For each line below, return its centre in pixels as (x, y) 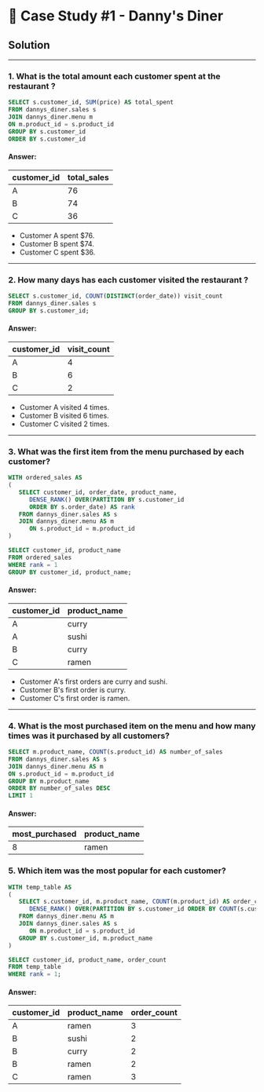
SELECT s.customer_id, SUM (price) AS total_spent (91, 102)
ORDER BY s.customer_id (47, 139)
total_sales (88, 177)
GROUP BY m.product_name (49, 781)
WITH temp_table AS (40, 887)
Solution (29, 45)
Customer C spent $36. (57, 252)
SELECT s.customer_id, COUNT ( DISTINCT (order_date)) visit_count (115, 296)
